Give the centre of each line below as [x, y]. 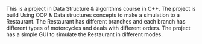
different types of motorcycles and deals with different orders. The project [99, 28]
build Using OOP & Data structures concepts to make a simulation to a [93, 15]
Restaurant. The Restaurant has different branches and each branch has [96, 21]
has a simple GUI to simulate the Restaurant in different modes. [84, 34]
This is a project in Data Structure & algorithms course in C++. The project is [101, 9]
